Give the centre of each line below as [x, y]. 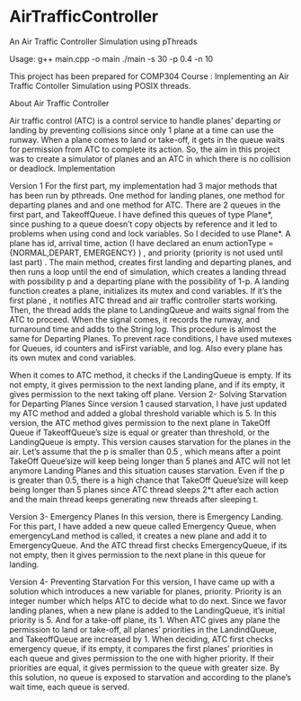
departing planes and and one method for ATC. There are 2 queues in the [145, 205]
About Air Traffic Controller [59, 103]
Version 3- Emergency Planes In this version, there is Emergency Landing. [146, 516]
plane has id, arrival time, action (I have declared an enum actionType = [142, 243]
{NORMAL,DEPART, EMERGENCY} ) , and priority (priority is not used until [146, 253]
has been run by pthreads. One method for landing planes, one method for [147, 195]
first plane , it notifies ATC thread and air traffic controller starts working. [144, 300]
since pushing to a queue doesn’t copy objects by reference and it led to [143, 224]
